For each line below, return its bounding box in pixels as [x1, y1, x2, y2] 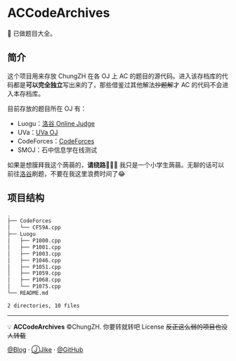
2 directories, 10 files [7, 302, 80, 309]
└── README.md [7, 290, 49, 297]
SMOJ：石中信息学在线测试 [17, 146, 98, 154]
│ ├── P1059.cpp [7, 270, 61, 277]
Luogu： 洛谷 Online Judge [17, 119, 95, 127]
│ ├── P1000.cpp [7, 237, 61, 244]
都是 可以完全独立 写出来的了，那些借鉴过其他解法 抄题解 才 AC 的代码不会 [13, 80, 223, 89]
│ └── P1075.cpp [7, 283, 61, 290]
